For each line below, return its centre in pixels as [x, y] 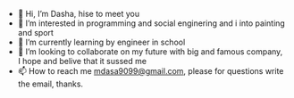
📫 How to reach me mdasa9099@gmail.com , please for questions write [151, 71]
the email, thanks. [50, 84]
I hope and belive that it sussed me [82, 61]
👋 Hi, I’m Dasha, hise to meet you [79, 14]
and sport [35, 33]
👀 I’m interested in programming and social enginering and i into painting [151, 23]
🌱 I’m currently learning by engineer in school [101, 42]
